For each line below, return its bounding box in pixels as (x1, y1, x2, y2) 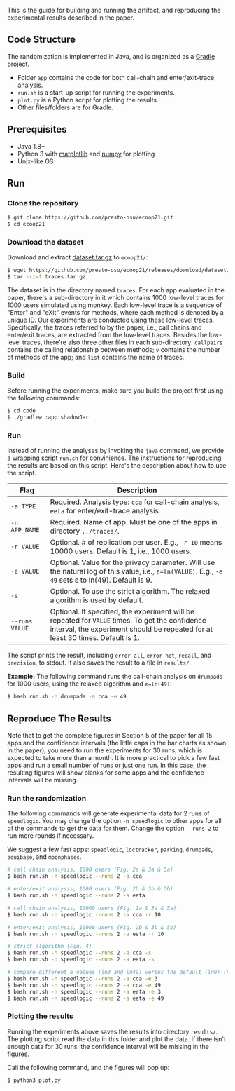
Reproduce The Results (7, 712, 112, 724)
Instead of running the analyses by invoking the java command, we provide (7, 447, 225, 455)
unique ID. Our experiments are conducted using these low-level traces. (7, 316, 215, 325)
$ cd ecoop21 (7, 221, 45, 228)
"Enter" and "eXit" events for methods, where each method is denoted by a (7, 309, 224, 317)
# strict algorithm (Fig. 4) (7, 943, 92, 950)
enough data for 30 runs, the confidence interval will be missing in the (7, 1042, 210, 1050)
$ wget (7, 266, 27, 274)
